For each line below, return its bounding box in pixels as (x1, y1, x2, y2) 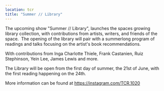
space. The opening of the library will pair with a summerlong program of (5, 35, 155, 42)
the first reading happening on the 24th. (5, 70, 86, 76)
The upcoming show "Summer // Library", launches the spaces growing (5, 25, 151, 31)
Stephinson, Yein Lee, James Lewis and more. (5, 56, 98, 61)
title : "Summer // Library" (5, 12, 63, 17)
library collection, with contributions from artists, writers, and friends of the (5, 30, 158, 36)
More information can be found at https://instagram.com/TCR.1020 (5, 80, 140, 86)
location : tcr (5, 7, 34, 12)
